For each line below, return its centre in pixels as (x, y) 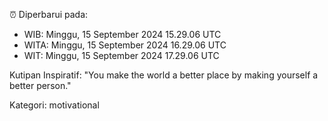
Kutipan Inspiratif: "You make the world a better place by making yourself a (164, 75)
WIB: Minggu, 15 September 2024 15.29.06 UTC (122, 34)
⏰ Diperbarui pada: (49, 14)
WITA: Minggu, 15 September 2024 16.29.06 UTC (125, 45)
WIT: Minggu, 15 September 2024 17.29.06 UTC (121, 55)
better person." (40, 85)
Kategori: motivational (54, 105)
